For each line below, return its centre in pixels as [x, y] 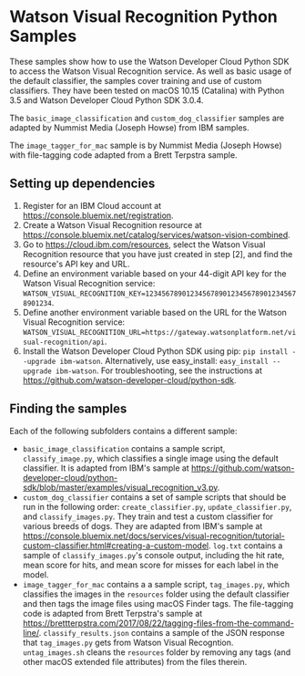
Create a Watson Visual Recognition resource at [112, 224]
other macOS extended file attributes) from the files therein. [135, 661]
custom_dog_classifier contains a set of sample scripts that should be [154, 497]
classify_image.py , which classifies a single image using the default [151, 458]
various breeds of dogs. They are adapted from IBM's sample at [142, 525]
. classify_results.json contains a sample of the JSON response [162, 632]
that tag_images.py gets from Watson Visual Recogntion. [128, 642]
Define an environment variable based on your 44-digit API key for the [154, 273]
